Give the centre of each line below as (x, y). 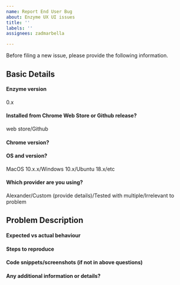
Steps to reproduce (30, 249)
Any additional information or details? (53, 276)
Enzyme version (27, 89)
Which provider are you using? (45, 182)
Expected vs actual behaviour (43, 235)
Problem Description (45, 220)
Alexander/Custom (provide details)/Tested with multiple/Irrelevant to (90, 195)
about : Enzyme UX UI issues (41, 17)
